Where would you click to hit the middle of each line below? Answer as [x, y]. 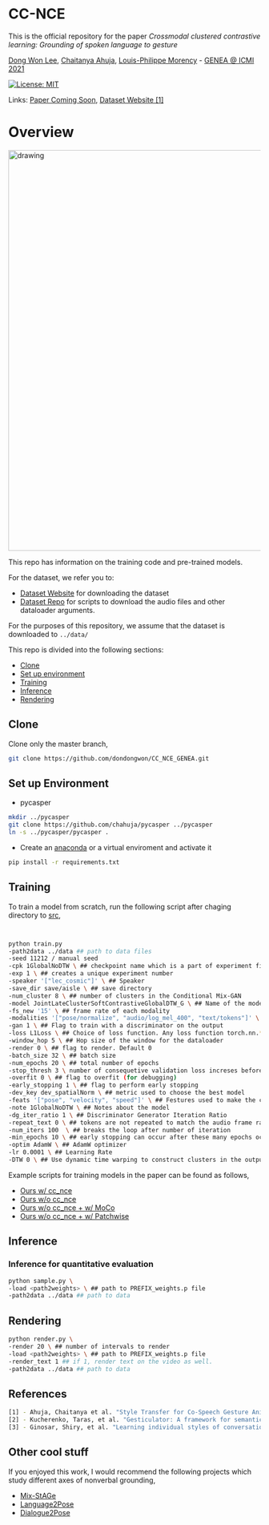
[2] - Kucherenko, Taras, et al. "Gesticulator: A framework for [119, 1420]
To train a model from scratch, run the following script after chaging [120, 906]
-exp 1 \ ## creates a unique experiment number [91, 974]
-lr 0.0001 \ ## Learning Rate [60, 1152]
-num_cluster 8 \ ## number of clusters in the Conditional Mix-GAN [125, 996]
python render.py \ [41, 1339]
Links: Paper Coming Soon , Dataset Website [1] [86, 99]
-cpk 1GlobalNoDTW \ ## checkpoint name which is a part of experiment [130, 966]
